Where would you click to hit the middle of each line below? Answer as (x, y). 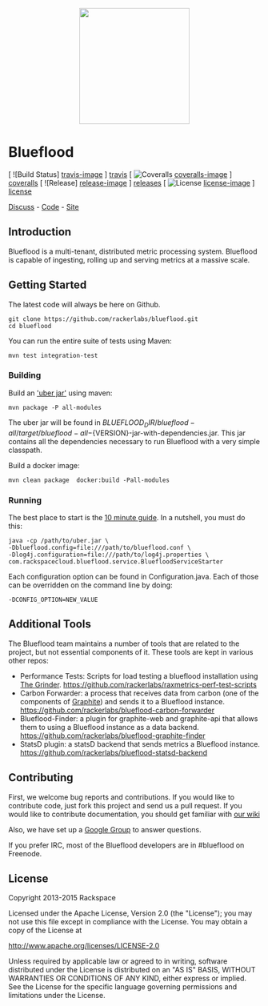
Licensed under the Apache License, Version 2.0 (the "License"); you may (130, 913)
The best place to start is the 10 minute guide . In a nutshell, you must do (127, 517)
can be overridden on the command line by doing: (91, 585)
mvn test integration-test (53, 355)
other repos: (29, 660)
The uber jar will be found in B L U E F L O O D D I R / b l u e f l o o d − (102, 423)
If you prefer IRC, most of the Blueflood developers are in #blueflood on (126, 845)
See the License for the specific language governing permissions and (123, 987)
